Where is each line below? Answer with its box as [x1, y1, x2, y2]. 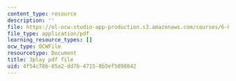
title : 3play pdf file [7, 56, 74, 63]
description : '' [7, 17, 55, 24]
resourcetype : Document [7, 50, 77, 57]
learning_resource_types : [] [7, 37, 93, 44]
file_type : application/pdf [7, 30, 90, 37]
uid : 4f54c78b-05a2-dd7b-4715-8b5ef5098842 [7, 63, 137, 70]
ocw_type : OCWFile [7, 43, 61, 50]
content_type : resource [7, 10, 77, 18]
